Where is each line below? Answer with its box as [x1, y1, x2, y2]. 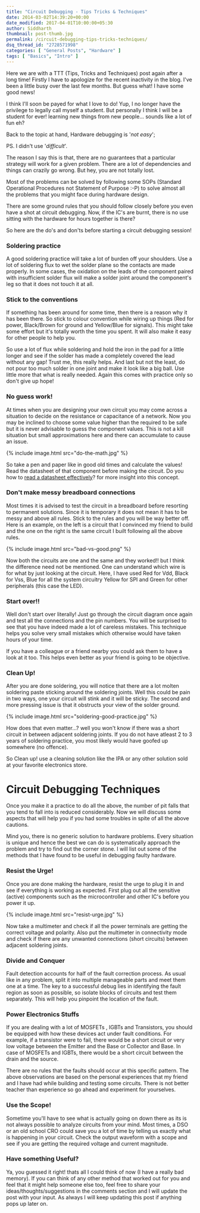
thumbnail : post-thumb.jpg [6, 31, 73, 37]
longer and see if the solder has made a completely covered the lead [6, 352, 175, 359]
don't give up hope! [6, 377, 54, 385]
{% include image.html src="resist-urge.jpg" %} [6, 911, 124, 918]
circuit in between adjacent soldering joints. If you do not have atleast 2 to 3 [6, 731, 192, 738]
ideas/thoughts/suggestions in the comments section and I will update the [6, 1187, 187, 1194]
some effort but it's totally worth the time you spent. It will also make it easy [6, 328, 192, 335]
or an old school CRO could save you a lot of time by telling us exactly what [6, 1127, 191, 1134]
